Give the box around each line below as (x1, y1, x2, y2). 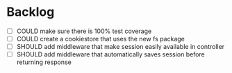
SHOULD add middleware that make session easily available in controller (16, 43, 225, 51)
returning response (16, 58, 72, 66)
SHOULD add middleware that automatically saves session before (16, 50, 206, 59)
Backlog (6, 4, 55, 20)
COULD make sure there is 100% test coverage (16, 27, 152, 35)
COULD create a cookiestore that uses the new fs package (16, 35, 185, 43)
